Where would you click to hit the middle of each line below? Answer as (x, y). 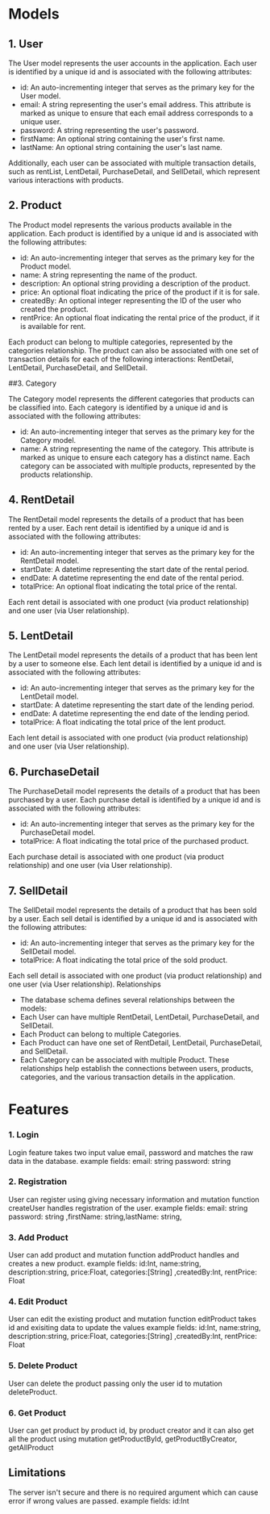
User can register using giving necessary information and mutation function (134, 1199)
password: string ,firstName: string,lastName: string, (96, 1216)
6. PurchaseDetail (54, 772)
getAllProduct (31, 1448)
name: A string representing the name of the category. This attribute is (137, 448)
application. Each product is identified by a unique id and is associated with (133, 233)
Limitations (37, 1473)
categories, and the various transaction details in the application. (127, 1077)
